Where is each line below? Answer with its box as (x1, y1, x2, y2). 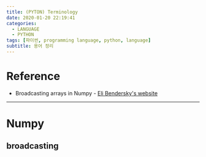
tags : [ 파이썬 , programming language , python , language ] (6, 37, 151, 43)
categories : (6, 20, 37, 26)
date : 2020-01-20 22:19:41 (6, 15, 75, 21)
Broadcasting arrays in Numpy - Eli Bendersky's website (15, 89, 158, 97)
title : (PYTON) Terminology (6, 9, 78, 15)
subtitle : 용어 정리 (6, 43, 54, 49)
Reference (6, 70, 60, 83)
